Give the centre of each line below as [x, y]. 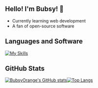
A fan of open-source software [43, 26]
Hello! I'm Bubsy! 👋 [35, 9]
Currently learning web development [49, 21]
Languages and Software [44, 41]
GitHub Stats [25, 69]
